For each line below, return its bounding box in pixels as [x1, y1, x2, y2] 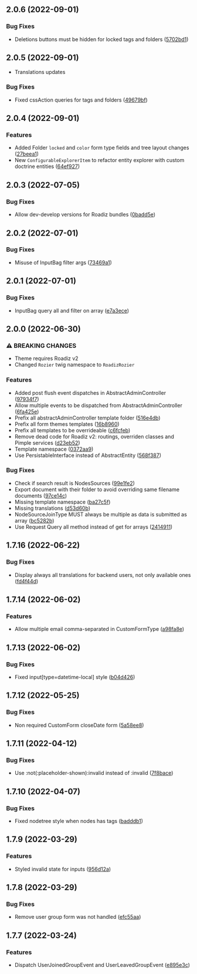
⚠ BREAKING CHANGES [6, 341, 77, 350]
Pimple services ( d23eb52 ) [14, 439, 80, 446]
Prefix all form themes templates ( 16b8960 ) [14, 420, 120, 428]
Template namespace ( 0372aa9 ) [14, 445, 94, 452]
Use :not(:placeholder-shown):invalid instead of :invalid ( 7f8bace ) [14, 770, 174, 777]
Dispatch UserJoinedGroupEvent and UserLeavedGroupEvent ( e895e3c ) [14, 962, 191, 969]
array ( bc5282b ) [14, 517, 55, 524]
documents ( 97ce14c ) [14, 492, 67, 499]
